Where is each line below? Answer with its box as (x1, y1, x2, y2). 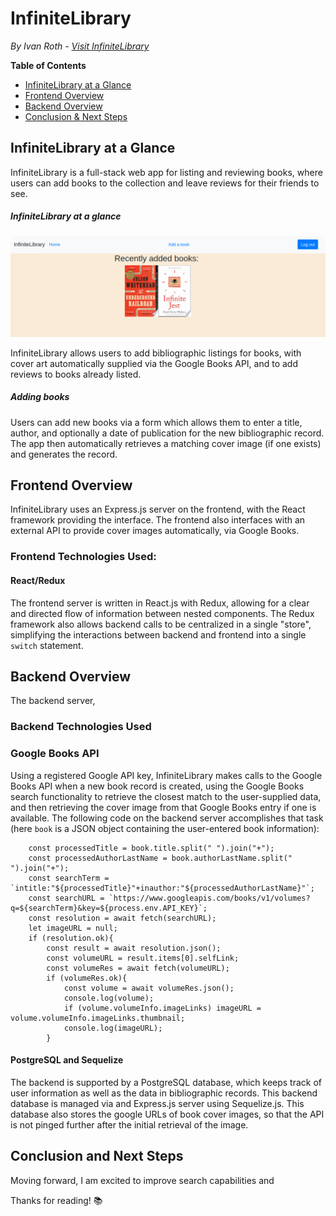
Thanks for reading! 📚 (10, 1194, 103, 1206)
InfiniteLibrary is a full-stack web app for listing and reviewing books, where (10, 166, 323, 178)
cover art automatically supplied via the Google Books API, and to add (10, 357, 298, 369)
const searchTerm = (28, 873, 110, 883)
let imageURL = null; (28, 923, 118, 933)
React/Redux (10, 574, 66, 586)
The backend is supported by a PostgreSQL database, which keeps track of (10, 1076, 323, 1088)
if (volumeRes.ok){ (46, 973, 128, 983)
